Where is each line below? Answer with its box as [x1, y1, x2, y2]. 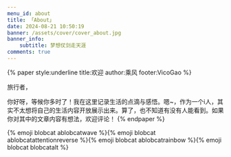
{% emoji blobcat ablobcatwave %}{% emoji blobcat [7, 128, 156, 136]
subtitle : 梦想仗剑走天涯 [19, 42, 87, 49]
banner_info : [7, 36, 45, 43]
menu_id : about [7, 10, 51, 17]
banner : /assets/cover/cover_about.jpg [7, 29, 122, 36]
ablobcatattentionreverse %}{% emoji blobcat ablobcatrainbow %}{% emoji [7, 136, 222, 144]
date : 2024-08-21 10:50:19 [7, 23, 85, 30]
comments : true [7, 49, 51, 56]
